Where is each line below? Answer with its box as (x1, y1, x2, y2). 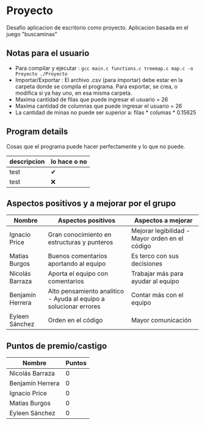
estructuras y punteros (48, 238, 113, 246)
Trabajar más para (131, 270, 184, 278)
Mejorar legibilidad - (131, 227, 190, 235)
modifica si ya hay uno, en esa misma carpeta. (15, 89, 132, 97)
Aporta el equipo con (48, 270, 109, 278)
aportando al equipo (48, 259, 106, 268)
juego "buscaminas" (6, 30, 58, 37)
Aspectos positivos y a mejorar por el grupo (6, 198, 176, 209)
